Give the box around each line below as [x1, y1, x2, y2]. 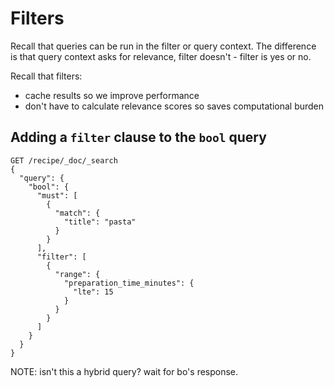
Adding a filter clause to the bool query [10, 129, 267, 146]
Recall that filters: [10, 70, 83, 82]
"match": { [54, 208, 101, 218]
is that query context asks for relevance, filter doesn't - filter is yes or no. [10, 50, 312, 62]
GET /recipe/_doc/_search [10, 155, 118, 166]
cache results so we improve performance [24, 89, 200, 101]
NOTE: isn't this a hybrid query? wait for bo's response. [10, 365, 239, 377]
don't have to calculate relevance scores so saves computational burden [24, 100, 325, 112]
